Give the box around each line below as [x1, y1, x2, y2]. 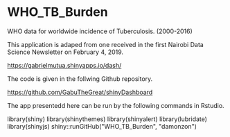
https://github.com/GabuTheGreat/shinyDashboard [7, 88, 153, 96]
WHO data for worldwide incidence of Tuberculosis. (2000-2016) [7, 27, 193, 35]
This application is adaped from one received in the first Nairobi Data [7, 40, 204, 48]
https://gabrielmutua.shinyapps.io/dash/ [7, 61, 122, 69]
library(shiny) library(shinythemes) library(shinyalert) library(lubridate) [7, 115, 208, 123]
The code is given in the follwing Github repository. [7, 74, 153, 83]
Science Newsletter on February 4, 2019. [7, 48, 123, 56]
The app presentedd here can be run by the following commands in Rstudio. [7, 101, 224, 109]
